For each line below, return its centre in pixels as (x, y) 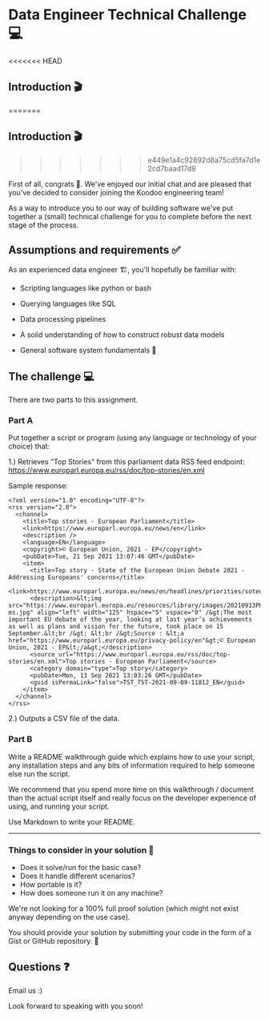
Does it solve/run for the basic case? (80, 868)
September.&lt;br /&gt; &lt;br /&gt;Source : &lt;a (96, 634)
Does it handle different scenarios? (78, 876)
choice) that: (29, 447)
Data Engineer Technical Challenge (127, 15)
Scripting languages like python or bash (86, 288)
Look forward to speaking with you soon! (76, 1005)
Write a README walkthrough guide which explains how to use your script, (132, 756)
